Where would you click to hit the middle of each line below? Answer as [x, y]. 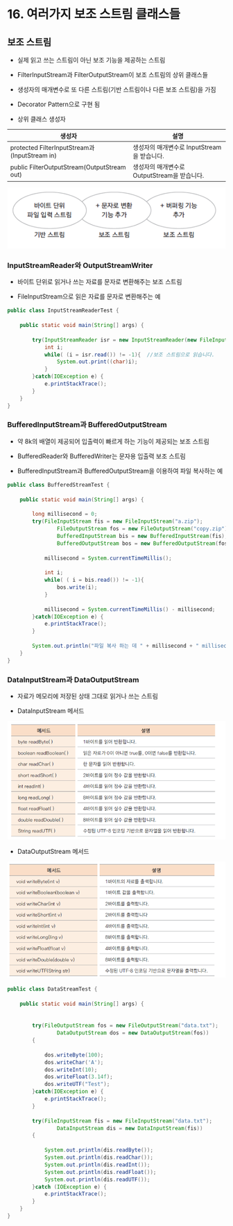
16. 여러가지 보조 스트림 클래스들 [94, 14]
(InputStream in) [33, 156]
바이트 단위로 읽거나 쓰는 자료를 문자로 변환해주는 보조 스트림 [100, 282]
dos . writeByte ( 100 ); [74, 1055]
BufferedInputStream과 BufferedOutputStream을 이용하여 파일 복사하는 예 [120, 471]
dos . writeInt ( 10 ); [71, 1070]
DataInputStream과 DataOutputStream [73, 680]
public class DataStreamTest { [52, 989]
